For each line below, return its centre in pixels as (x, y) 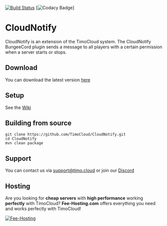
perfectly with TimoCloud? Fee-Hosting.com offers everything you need (80, 203)
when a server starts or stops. (36, 52)
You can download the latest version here (48, 80)
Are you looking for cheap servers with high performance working (74, 198)
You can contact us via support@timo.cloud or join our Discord (70, 170)
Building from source (38, 123)
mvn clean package (24, 143)
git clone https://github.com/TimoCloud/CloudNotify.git (66, 134)
